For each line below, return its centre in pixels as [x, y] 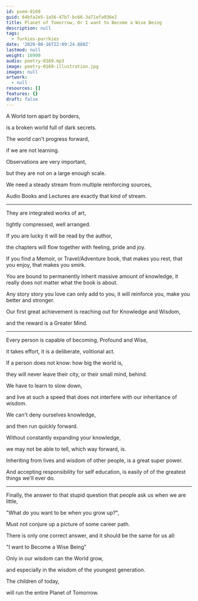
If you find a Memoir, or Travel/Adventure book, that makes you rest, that [94, 258]
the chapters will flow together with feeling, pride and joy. [76, 247]
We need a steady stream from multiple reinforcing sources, [79, 184]
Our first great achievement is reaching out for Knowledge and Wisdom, [93, 311]
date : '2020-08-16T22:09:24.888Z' [49, 45]
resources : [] [24, 88]
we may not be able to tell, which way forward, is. [66, 449]
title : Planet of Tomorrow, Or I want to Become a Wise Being [84, 22]
